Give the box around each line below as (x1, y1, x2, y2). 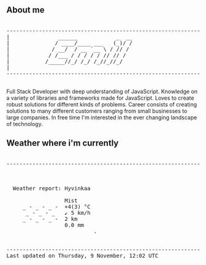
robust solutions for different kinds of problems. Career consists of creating (6, 100, 197, 108)
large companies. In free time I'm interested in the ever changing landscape (6, 113, 197, 121)
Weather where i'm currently (6, 138, 119, 149)
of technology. (6, 120, 43, 127)
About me (6, 5, 45, 15)
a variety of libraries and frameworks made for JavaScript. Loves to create (6, 94, 194, 102)
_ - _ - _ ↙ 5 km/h (25, 209, 91, 216)
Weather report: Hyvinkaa (12, 185, 91, 192)
